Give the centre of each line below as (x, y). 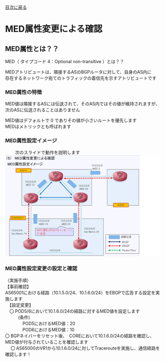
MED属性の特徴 (23, 92)
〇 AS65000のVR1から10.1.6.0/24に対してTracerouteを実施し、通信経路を (85, 348)
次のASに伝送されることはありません (43, 110)
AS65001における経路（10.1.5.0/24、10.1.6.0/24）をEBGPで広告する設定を (80, 292)
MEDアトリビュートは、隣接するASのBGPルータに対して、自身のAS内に (78, 72)
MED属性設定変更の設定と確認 (41, 269)
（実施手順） (18, 280)
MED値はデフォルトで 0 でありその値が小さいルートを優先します (71, 120)
